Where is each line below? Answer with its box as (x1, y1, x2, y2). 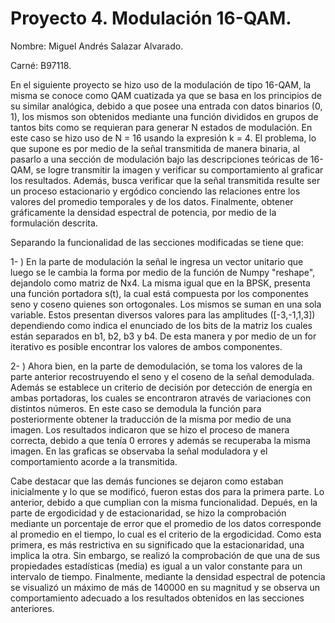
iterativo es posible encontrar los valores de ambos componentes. (10, 340, 283, 352)
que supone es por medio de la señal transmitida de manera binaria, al (10, 142, 300, 154)
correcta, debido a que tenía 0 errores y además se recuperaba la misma (10, 434, 311, 446)
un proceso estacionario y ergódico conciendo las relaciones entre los (10, 185, 301, 197)
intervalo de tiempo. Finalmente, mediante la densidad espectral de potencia (10, 570, 326, 582)
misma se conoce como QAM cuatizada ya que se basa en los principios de (10, 89, 323, 101)
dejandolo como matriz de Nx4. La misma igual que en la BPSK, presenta (10, 277, 311, 289)
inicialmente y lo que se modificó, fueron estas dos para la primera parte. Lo (10, 485, 325, 497)
